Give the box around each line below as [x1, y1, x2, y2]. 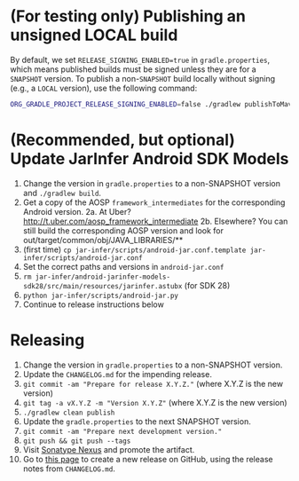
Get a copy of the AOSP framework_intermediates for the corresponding [22, 197, 286, 208]
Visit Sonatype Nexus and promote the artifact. [22, 444, 195, 454]
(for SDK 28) [184, 280, 231, 290]
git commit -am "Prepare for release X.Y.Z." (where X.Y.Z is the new [22, 378, 283, 389]
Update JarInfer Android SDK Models [10, 149, 289, 169]
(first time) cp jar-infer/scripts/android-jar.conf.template [22, 244, 247, 255]
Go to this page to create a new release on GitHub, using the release [22, 453, 273, 464]
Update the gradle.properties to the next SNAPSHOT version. [22, 415, 251, 427]
